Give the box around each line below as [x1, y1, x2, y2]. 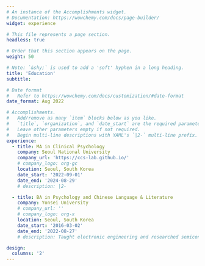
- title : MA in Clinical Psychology [12, 143, 105, 149]
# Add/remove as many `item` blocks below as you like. [6, 115, 157, 121]
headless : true [6, 37, 45, 43]
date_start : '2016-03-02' [17, 222, 84, 229]
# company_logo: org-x [17, 211, 75, 217]
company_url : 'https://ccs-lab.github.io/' [17, 155, 130, 161]
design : [6, 245, 26, 251]
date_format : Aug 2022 [6, 98, 64, 104]
